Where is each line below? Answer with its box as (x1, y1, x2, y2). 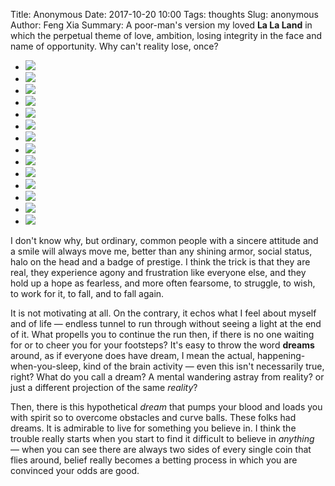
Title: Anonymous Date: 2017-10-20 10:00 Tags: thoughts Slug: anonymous (10, 9, 319, 20)
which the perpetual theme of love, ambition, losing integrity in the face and (10, 30, 322, 41)
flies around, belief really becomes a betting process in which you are (10, 454, 298, 466)
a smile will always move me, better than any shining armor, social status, (10, 245, 313, 257)
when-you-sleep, (10, 360, 82, 372)
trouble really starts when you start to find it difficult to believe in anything (10, 433, 315, 444)
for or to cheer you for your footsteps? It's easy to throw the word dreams (10, 339, 315, 351)
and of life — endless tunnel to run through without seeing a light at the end (10, 318, 322, 329)
